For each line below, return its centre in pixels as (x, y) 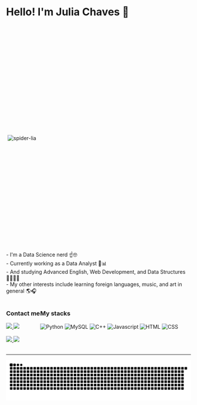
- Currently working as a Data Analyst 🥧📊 (57, 263)
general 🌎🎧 (21, 291)
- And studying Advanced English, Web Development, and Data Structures (96, 271)
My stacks (55, 314)
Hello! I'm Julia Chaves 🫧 (68, 12)
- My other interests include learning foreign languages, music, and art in (94, 284)
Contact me (23, 313)
